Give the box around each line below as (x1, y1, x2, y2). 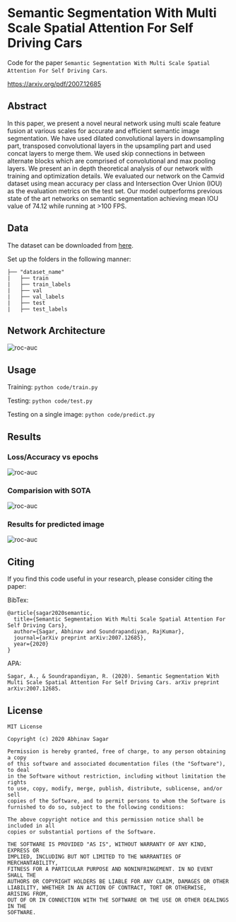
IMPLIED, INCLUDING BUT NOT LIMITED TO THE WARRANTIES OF (7, 853, 182, 860)
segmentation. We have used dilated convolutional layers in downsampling (7, 134, 225, 142)
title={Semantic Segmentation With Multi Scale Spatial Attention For (13, 616, 226, 623)
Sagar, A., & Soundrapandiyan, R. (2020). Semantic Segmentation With (7, 673, 220, 680)
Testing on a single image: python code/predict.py (7, 410, 155, 419)
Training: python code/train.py (7, 383, 98, 391)
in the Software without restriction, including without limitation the (7, 773, 226, 780)
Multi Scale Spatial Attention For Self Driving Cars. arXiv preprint (7, 679, 220, 686)
